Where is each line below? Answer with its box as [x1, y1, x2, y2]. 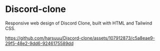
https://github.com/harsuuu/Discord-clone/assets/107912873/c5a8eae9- [5, 35, 155, 41]
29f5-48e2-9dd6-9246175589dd [5, 40, 74, 46]
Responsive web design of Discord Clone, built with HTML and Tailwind [5, 20, 152, 26]
